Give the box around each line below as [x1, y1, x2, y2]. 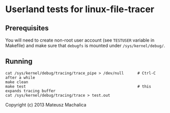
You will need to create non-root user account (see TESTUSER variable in [5, 37, 155, 43]
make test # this [5, 84, 152, 89]
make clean [5, 80, 29, 85]
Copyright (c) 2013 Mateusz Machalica [5, 101, 87, 107]
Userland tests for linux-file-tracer [5, 4, 154, 15]
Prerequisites [5, 24, 49, 32]
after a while [5, 75, 36, 80]
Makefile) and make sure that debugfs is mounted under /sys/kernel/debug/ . [5, 43, 165, 49]
